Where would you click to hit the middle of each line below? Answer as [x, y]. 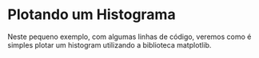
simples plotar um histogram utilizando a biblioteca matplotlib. [110, 44]
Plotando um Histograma [92, 15]
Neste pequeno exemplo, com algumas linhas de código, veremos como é [129, 37]
